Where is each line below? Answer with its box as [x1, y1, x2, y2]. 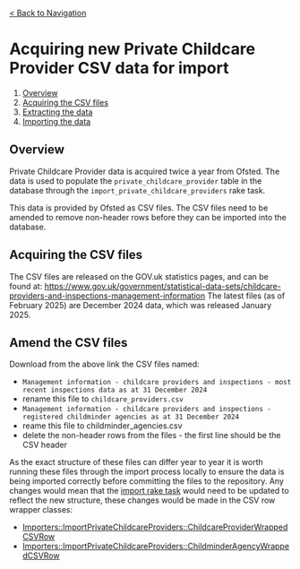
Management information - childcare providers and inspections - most [21, 378, 292, 387]
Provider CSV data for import [9, 58, 229, 79]
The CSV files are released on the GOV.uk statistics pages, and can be [9, 271, 269, 281]
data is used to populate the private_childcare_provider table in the [9, 175, 262, 186]
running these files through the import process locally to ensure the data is [9, 466, 285, 478]
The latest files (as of [207, 290, 286, 301]
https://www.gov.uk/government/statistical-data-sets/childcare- [44, 280, 282, 291]
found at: [9, 280, 43, 291]
